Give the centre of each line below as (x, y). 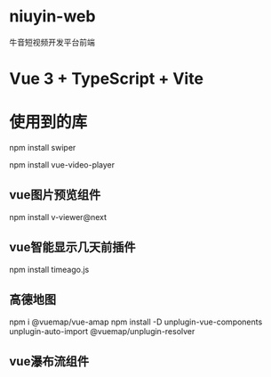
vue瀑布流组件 (49, 361)
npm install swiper (43, 148)
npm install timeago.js (49, 269)
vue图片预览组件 (55, 195)
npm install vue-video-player (62, 165)
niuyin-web (52, 16)
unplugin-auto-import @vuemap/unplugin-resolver (102, 331)
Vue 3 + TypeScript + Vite (107, 79)
